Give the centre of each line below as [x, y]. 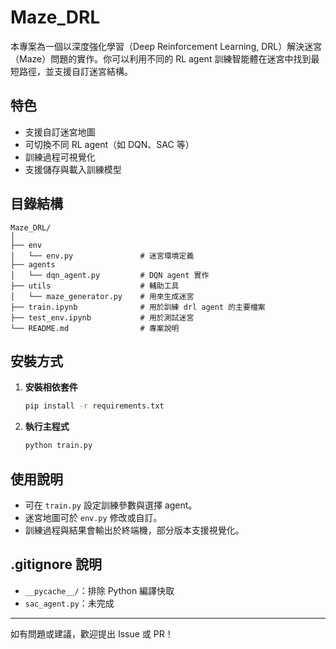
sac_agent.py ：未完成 [69, 603]
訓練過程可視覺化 [60, 157]
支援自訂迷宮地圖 [60, 132]
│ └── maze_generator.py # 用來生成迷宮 [102, 296]
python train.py [58, 446]
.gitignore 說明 [56, 564]
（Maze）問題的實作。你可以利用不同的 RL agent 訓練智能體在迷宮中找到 [161, 58]
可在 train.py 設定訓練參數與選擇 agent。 [111, 505]
